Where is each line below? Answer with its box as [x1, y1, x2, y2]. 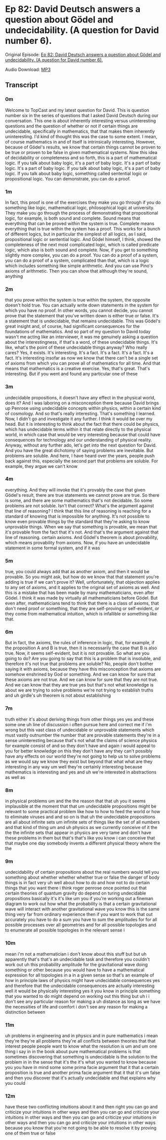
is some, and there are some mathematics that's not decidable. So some [5, 497, 152, 503]
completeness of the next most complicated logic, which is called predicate [5, 241, 159, 247]
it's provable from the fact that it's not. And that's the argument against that [5, 529, 159, 535]
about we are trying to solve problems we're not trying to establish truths [5, 687, 154, 693]
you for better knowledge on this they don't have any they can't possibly [5, 748, 153, 754]
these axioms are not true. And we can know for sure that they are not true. [5, 677, 158, 683]
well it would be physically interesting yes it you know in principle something [5, 988, 161, 994]
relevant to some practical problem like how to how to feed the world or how [5, 809, 161, 814]
